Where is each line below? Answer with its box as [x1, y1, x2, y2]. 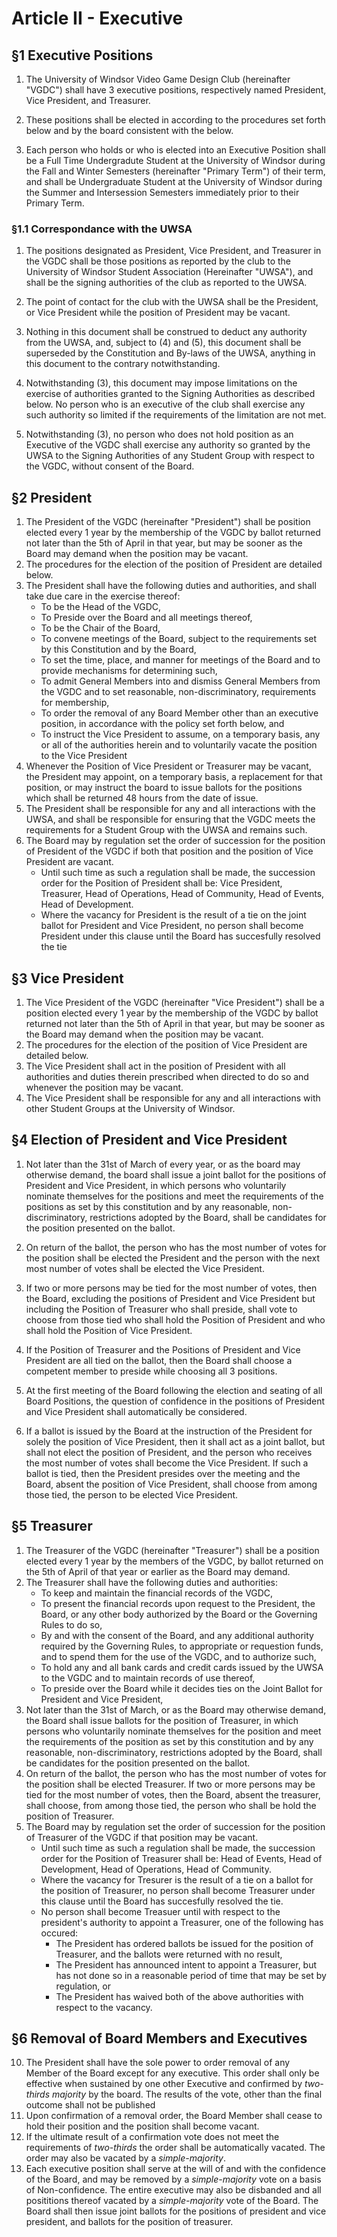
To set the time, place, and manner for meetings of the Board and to [40, 654, 321, 666]
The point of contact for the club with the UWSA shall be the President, [25, 296, 319, 308]
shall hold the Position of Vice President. [25, 1324, 193, 1336]
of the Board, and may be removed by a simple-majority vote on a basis [25, 2173, 322, 2186]
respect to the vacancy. [55, 2001, 153, 2013]
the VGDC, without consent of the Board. [25, 460, 195, 472]
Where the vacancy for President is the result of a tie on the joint [40, 909, 307, 921]
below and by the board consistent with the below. [25, 125, 234, 136]
